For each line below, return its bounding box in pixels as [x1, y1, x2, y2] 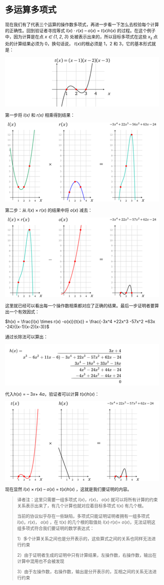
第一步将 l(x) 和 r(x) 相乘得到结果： [5, 112, 75, 118]
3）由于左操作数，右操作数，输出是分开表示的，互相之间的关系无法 [17, 569, 153, 574]
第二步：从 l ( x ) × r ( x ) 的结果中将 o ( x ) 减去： [5, 207, 93, 213]
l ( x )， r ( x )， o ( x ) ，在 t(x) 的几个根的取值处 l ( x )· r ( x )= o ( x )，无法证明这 [17, 519, 156, 525]
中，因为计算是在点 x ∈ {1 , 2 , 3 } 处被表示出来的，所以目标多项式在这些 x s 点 [5, 34, 158, 40]
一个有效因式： [9, 308, 40, 315]
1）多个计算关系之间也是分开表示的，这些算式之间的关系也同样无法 [17, 536, 152, 542]
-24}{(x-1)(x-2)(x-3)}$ [5, 323, 50, 329]
